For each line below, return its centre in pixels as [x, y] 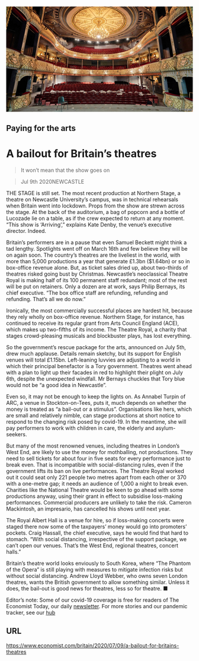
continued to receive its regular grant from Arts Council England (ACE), [93, 323]
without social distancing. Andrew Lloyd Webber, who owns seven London [97, 576]
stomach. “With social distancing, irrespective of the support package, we [97, 539]
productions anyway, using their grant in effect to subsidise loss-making [94, 496]
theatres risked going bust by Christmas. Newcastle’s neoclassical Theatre [97, 274]
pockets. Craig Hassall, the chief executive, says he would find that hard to [97, 533]
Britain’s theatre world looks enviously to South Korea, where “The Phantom [99, 563]
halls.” [14, 551]
